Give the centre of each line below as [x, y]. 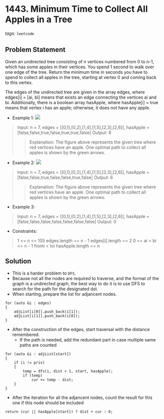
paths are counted [38, 345]
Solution [18, 261]
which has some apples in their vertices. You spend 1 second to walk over [80, 67]
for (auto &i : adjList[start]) [38, 354]
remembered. [26, 335]
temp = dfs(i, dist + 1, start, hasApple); [68, 371]
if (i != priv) [29, 363]
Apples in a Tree [39, 19]
